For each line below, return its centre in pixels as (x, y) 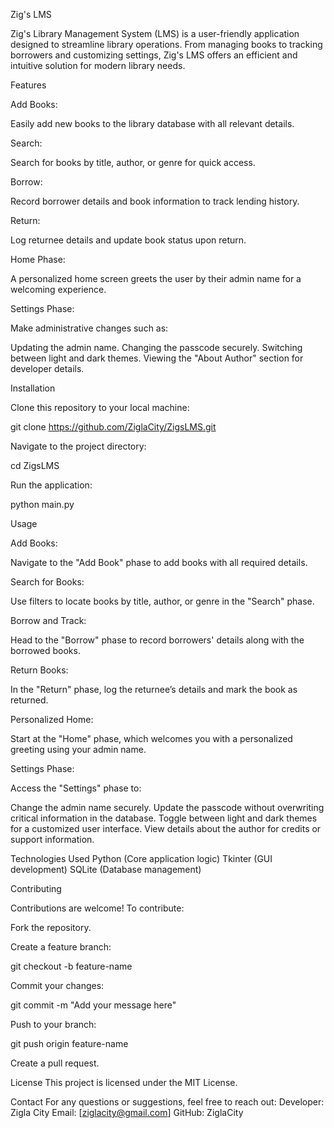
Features (28, 85)
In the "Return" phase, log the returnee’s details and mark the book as (154, 689)
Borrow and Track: (48, 620)
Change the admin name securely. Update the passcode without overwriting (167, 807)
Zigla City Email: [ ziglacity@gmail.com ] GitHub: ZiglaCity (127, 1112)
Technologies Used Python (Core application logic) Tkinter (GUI (141, 858)
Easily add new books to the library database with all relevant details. (152, 123)
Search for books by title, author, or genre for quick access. (133, 162)
